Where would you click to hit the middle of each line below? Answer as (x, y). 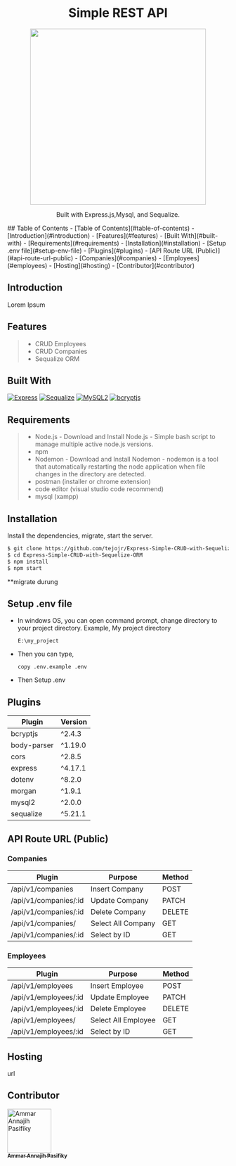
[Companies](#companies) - (120, 258)
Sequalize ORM (57, 359)
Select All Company (123, 923)
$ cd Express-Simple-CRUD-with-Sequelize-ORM (75, 555)
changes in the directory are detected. (90, 474)
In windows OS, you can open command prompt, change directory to (117, 621)
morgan (24, 791)
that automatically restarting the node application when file (120, 467)
